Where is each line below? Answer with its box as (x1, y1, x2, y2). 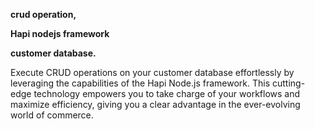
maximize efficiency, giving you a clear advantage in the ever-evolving (10, 99, 301, 110)
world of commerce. (10, 109, 94, 121)
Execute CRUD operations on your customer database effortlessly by (10, 67, 295, 78)
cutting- (271, 77, 306, 89)
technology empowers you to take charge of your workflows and (33, 88, 301, 99)
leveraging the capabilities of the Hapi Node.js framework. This (10, 77, 271, 89)
